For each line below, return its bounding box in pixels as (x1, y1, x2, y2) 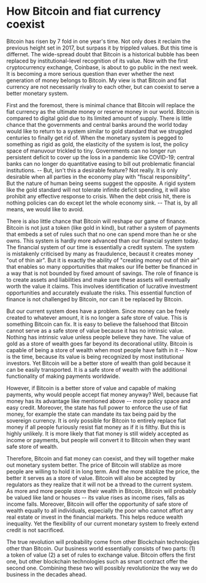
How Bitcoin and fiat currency (6, 4, 161, 18)
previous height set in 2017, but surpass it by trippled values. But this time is (6, 44, 198, 51)
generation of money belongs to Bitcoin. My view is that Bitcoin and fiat (6, 77, 187, 84)
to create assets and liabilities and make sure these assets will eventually (6, 276, 191, 283)
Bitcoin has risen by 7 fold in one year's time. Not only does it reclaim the (6, 37, 191, 45)
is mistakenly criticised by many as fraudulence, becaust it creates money (6, 250, 193, 257)
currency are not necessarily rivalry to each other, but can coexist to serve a (6, 83, 199, 90)
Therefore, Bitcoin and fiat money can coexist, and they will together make (6, 454, 194, 462)
